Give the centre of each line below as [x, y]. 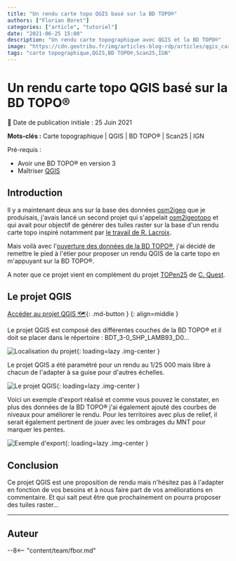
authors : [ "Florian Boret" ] [48, 20]
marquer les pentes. [36, 429]
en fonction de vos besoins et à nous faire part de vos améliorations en [110, 490]
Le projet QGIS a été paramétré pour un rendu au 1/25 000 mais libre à [109, 365]
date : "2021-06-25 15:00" [45, 33]
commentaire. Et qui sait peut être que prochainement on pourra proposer [114, 498]
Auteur [23, 533]
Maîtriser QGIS [39, 170]
